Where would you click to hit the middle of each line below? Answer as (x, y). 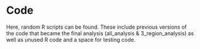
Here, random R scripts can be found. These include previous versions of (97, 27)
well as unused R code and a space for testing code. (71, 39)
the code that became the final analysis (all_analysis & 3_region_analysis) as (100, 33)
